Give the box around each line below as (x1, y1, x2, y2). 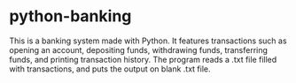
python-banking (9, 6, 132, 26)
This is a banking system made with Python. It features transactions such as (9, 35, 287, 46)
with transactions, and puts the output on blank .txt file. (9, 64, 211, 74)
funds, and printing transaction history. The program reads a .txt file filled (9, 54, 277, 64)
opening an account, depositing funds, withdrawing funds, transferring (9, 44, 269, 55)
